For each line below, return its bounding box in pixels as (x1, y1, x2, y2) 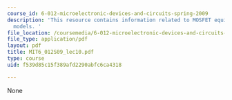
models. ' (13, 23, 41, 30)
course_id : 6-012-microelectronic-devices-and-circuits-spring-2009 (7, 10, 209, 17)
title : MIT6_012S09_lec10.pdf (7, 49, 95, 56)
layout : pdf (7, 42, 41, 49)
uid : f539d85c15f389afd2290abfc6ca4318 (7, 61, 122, 68)
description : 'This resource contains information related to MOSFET (7, 17, 212, 23)
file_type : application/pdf (7, 36, 88, 43)
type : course (7, 55, 45, 62)
